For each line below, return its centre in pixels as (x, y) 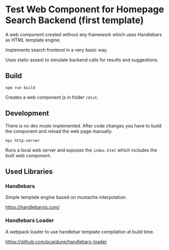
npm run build (20, 88)
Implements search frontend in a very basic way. (57, 50)
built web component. (28, 155)
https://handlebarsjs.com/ (33, 207)
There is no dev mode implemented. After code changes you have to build (83, 126)
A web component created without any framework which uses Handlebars (84, 34)
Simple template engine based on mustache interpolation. (66, 197)
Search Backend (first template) (75, 20)
